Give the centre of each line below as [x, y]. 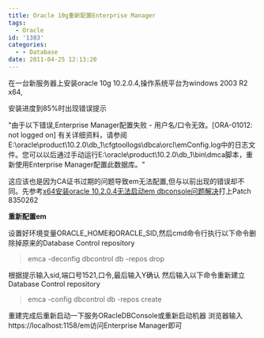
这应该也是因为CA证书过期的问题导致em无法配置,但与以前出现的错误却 [123, 181]
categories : [28, 45]
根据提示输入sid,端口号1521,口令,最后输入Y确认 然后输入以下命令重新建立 [127, 275]
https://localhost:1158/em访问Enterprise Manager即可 [95, 325]
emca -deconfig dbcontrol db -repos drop [96, 258]
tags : [17, 23]
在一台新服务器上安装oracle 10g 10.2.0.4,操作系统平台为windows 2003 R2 [128, 83]
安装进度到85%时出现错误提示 [57, 108]
